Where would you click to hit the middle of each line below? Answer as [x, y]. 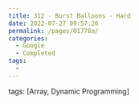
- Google [30, 46]
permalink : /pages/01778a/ [53, 31]
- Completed [36, 53]
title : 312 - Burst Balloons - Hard [69, 16]
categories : [28, 38]
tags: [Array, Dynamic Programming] [69, 91]
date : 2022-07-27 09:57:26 [53, 23]
